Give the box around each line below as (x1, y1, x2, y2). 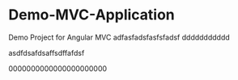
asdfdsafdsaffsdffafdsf (8, 48, 85, 57)
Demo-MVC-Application (8, 6, 176, 24)
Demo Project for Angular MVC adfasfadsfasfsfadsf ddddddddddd (8, 32, 231, 42)
